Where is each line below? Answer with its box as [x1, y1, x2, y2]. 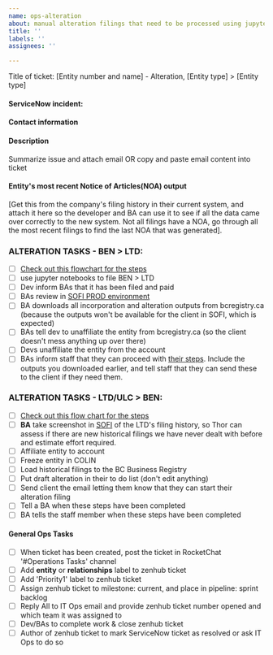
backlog [19, 592, 48, 602]
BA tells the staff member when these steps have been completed [19, 510, 241, 520]
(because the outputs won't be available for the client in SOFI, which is [19, 310, 257, 319]
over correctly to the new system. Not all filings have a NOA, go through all [8, 216, 258, 226]
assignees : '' [8, 42, 57, 50]
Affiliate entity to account [19, 446, 106, 456]
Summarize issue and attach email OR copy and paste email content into [8, 154, 251, 163]
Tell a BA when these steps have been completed [19, 501, 186, 510]
